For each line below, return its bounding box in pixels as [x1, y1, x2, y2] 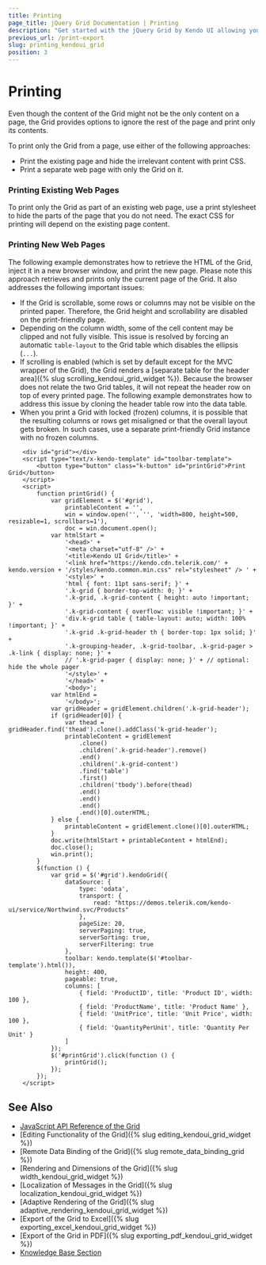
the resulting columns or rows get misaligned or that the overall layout [19, 415, 248, 425]
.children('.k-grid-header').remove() [78, 746, 207, 754]
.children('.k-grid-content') [78, 760, 179, 768]
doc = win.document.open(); [64, 524, 158, 532]
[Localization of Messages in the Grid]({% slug [19, 1180, 173, 1190]
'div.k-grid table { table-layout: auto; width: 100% [64, 614, 246, 622]
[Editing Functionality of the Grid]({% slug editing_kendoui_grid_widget [19, 1130, 251, 1140]
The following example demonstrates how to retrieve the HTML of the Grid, [8, 257, 253, 266]
